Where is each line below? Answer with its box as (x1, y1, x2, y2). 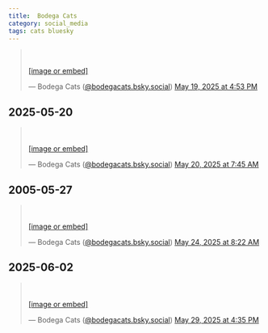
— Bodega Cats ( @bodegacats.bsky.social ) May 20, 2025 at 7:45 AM (27, 159, 260, 170)
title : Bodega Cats (8, 11, 78, 20)
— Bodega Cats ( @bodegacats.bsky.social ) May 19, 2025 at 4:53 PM (27, 82, 258, 91)
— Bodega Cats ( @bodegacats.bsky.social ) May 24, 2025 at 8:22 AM (27, 238, 260, 247)
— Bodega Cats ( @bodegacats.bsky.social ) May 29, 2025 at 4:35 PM (27, 314, 260, 324)
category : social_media (8, 19, 89, 27)
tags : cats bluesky (8, 27, 74, 35)
